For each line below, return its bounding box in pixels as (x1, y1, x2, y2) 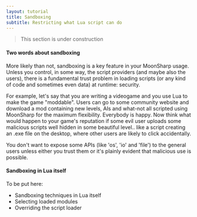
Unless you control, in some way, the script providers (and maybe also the (6, 68, 186, 75)
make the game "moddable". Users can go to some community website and (6, 98, 189, 106)
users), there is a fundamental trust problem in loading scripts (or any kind (6, 75, 186, 82)
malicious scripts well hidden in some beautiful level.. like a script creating (6, 123, 186, 131)
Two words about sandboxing (6, 49, 81, 56)
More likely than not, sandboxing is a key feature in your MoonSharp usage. (6, 62, 189, 69)
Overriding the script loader (14, 204, 82, 211)
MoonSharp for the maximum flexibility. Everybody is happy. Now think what (6, 111, 191, 118)
